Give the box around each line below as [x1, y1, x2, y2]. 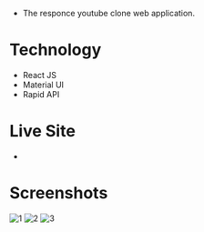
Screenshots [9, 183, 108, 204]
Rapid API [22, 88, 60, 99]
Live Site [9, 121, 76, 142]
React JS [22, 69, 57, 80]
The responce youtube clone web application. [22, 8, 196, 18]
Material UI [22, 79, 65, 90]
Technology [9, 40, 102, 60]
